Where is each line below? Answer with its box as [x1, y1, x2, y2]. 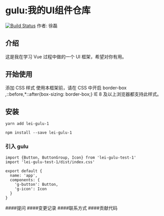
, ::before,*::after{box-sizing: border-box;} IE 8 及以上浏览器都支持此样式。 [5, 91, 161, 97]
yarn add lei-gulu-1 [5, 121, 50, 126]
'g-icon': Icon [14, 186, 47, 191]
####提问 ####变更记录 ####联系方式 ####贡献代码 [5, 205, 118, 211]
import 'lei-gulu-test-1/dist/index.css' [5, 159, 95, 164]
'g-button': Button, [14, 182, 58, 187]
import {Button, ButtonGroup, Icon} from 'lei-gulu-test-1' [5, 155, 137, 160]
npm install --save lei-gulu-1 [5, 130, 72, 136]
